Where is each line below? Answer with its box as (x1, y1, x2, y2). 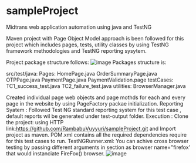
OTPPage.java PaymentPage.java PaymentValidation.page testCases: (6, 76, 174, 83)
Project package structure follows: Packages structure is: (6, 59, 167, 66)
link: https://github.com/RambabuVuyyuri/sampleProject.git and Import (6, 125, 176, 132)
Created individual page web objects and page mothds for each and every (6, 94, 186, 101)
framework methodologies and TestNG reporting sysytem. (6, 47, 147, 54)
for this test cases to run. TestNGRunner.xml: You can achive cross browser (6, 137, 189, 144)
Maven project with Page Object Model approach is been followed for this (6, 35, 184, 42)
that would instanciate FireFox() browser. (6, 150, 105, 157)
